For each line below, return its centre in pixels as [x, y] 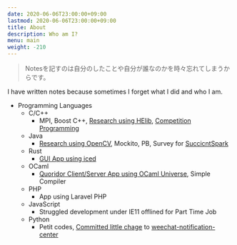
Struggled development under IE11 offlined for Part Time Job [128, 212]
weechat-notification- [183, 227]
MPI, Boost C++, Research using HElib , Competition [115, 121]
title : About [27, 27]
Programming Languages [55, 105]
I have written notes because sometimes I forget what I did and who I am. [115, 91]
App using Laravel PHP [73, 196]
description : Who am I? [43, 34]
